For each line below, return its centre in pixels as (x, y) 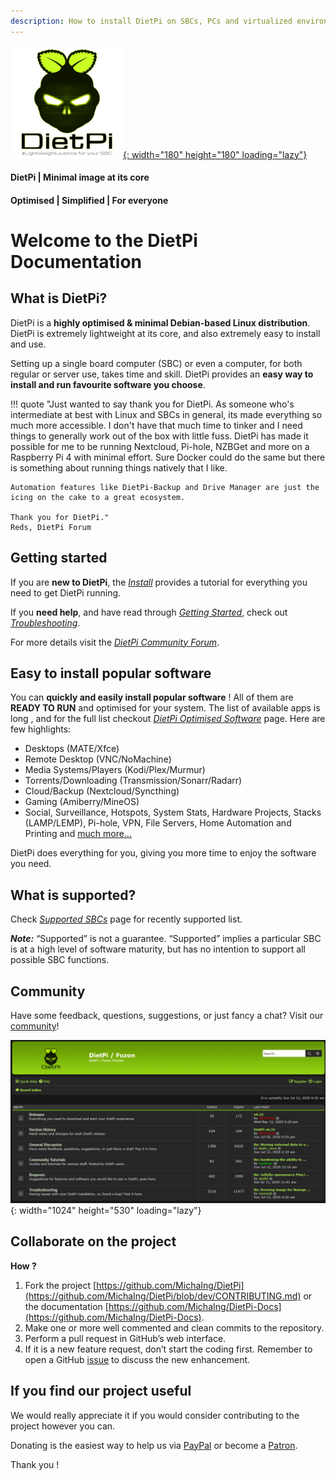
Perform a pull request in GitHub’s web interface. (125, 1338)
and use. (28, 344)
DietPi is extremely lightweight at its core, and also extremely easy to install (165, 333)
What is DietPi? (59, 298)
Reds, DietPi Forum (51, 527)
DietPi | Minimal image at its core (80, 177)
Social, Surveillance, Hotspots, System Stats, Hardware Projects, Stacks (173, 812)
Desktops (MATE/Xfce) (72, 749)
